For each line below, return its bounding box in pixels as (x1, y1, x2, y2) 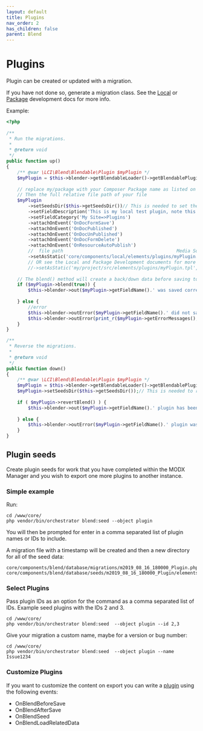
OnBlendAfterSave (14, 706, 62, 713)
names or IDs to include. (6, 535, 67, 543)
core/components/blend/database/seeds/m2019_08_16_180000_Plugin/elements (6, 570, 199, 576)
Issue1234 (6, 654, 31, 660)
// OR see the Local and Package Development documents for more (28, 259, 196, 265)
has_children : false (6, 25, 59, 32)
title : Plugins (6, 14, 45, 21)
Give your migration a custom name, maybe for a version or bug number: (6, 632, 187, 639)
